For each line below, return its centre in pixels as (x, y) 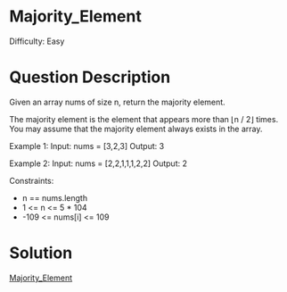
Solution (41, 253)
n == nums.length (54, 197)
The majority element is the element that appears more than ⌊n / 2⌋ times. (144, 119)
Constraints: (32, 180)
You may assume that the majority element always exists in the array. (136, 129)
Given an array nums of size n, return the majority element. (117, 102)
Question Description (90, 77)
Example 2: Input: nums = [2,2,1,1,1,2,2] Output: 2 (98, 163)
